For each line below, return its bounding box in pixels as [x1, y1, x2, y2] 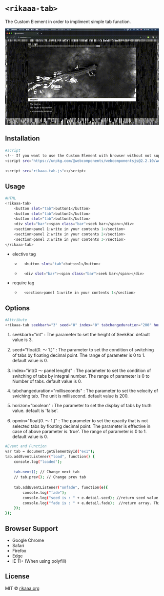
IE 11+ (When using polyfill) [12, 558, 67, 564]
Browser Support [5, 524, 59, 533]
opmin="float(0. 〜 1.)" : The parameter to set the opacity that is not [12, 417, 148, 423]
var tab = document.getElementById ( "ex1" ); [5, 449, 95, 454]
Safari [12, 542, 24, 548]
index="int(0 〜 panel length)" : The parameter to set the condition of [12, 367, 151, 373]
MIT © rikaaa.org [5, 585, 40, 591]
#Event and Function [5, 443, 47, 449]
